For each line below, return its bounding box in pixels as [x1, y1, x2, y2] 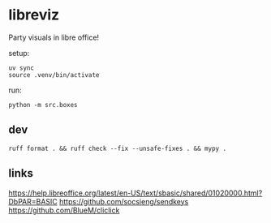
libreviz [8, 6, 60, 24]
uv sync [8, 63, 35, 72]
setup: [8, 48, 30, 58]
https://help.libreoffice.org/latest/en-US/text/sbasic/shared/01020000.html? [8, 188, 263, 198]
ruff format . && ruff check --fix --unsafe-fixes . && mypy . [8, 144, 227, 152]
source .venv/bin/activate [8, 71, 100, 79]
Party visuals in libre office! [8, 32, 100, 42]
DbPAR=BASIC [8, 196, 58, 206]
